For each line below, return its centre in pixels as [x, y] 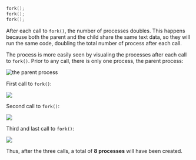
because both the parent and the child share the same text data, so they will [98, 37]
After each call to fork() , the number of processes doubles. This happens [96, 31]
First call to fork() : [29, 84]
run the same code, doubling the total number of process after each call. [94, 43]
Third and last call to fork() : [40, 128]
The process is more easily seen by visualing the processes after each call [97, 54]
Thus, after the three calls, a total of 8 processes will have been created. [94, 151]
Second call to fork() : [33, 106]
